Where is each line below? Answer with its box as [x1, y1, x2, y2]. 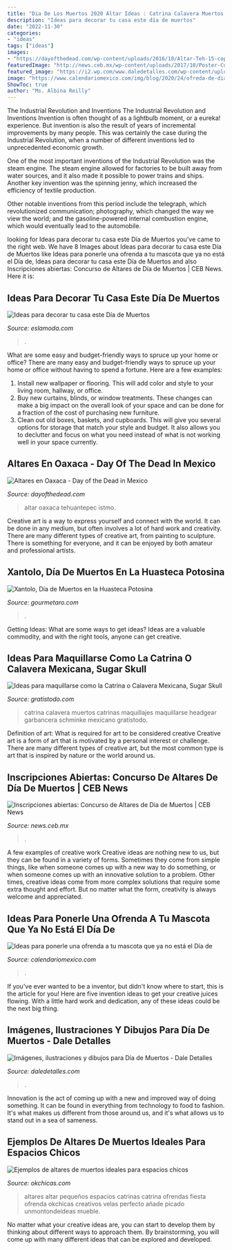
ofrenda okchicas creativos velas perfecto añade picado [23, 1199, 185, 1208]
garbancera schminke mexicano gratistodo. [23, 715, 148, 724]
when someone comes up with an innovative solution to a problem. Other [7, 871, 215, 879]
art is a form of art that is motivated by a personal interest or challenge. [7, 736, 210, 745]
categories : [7, 29, 41, 37]
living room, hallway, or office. [17, 386, 104, 394]
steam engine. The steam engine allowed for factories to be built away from [7, 164, 222, 173]
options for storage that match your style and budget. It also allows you [17, 423, 220, 431]
